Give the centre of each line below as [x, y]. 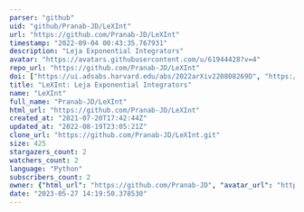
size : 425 [28, 143]
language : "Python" [46, 169]
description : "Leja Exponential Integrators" [96, 51]
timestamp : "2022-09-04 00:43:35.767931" [89, 43]
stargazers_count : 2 [48, 152]
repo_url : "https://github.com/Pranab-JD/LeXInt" [105, 69]
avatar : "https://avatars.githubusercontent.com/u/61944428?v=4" [135, 60]
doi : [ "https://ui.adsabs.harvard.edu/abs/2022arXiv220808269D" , [135, 77]
